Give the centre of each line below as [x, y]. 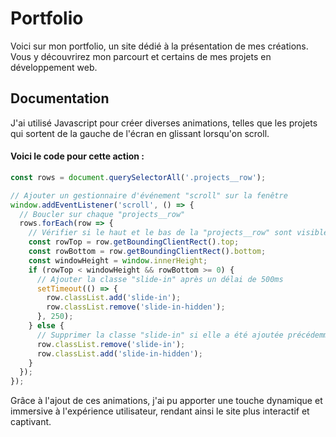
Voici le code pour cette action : [77, 156]
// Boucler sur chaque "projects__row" [102, 214]
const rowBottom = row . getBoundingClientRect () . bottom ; [147, 252]
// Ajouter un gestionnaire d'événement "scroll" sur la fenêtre [149, 195]
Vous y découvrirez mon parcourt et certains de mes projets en [141, 56]
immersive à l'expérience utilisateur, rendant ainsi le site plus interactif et [160, 411]
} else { [46, 326]
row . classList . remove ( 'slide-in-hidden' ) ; [136, 307]
